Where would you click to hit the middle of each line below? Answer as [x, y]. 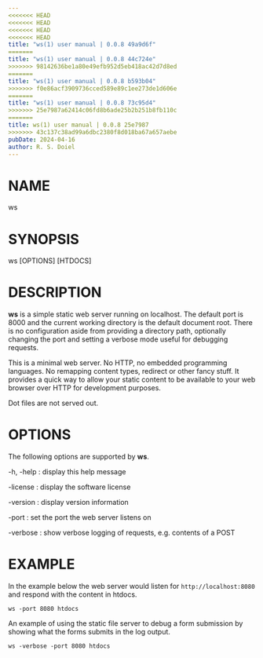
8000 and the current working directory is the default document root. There [130, 323]
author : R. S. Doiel [42, 147]
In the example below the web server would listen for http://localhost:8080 [131, 587]
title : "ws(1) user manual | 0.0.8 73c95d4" [82, 103]
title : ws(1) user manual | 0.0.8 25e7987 [79, 125]
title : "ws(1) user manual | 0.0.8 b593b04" [82, 81]
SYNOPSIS [44, 239]
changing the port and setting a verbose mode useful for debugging [118, 339]
